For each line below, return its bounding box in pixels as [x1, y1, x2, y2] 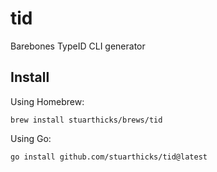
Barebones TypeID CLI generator [10, 40, 146, 52]
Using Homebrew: [10, 95, 85, 107]
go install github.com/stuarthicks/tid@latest [10, 152, 208, 162]
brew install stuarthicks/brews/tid [10, 115, 163, 125]
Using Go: [10, 132, 52, 144]
